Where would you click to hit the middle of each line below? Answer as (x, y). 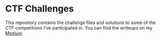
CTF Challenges (40, 9)
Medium (14, 33)
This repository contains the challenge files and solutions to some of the (80, 22)
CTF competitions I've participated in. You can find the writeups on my (79, 27)
